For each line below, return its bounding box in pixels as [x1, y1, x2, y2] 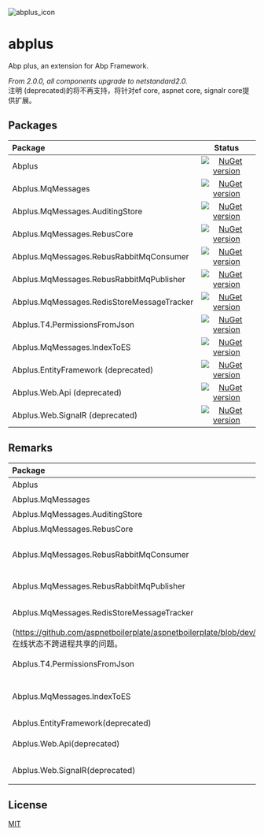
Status [214, 142, 240, 153]
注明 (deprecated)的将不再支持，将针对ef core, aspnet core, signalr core [8, 85, 243, 95]
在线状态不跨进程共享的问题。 [12, 638, 123, 649]
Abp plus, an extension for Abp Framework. [8, 61, 149, 70]
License [8, 798, 48, 812]
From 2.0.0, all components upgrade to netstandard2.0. [8, 76, 189, 86]
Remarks [8, 441, 53, 455]
